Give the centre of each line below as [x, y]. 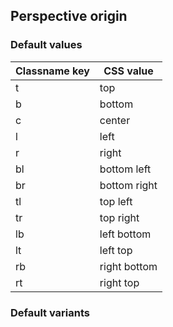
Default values [46, 45]
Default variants [50, 312]
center [115, 120]
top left [116, 201]
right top [119, 282]
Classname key [52, 71]
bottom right [128, 185]
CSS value [128, 71]
